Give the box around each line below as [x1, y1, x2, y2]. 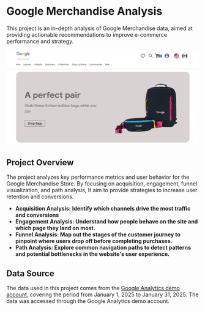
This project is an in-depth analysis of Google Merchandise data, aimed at [6, 24, 193, 32]
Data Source [6, 268, 54, 279]
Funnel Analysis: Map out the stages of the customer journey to [15, 231, 181, 238]
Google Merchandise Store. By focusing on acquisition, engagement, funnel [6, 180, 198, 187]
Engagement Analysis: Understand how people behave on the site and [15, 218, 198, 225]
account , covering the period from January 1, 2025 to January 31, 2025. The [6, 291, 199, 298]
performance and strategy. [6, 37, 74, 45]
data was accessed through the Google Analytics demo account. [6, 298, 170, 305]
